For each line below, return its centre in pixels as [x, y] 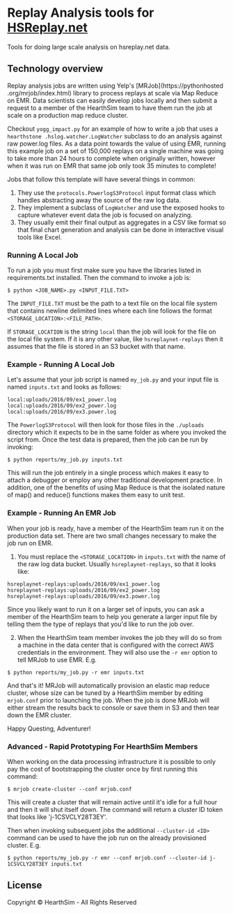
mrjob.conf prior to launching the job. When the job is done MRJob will [109, 700]
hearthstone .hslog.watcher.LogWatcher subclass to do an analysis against [115, 136]
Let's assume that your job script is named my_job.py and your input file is [113, 380]
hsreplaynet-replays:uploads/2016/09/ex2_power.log [83, 590]
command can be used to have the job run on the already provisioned [107, 838]
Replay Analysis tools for [81, 13]
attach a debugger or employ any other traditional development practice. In [115, 480]
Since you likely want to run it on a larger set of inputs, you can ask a [106, 609]
